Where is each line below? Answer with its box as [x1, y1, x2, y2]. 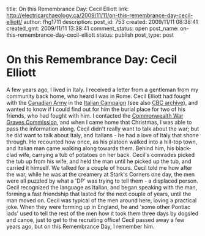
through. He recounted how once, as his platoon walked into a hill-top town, [6, 138, 198, 145]
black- [175, 144, 192, 152]
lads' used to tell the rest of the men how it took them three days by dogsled [6, 210, 199, 217]
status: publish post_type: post [96, 31, 174, 39]
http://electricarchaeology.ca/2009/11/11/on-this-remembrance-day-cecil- [6, 12, 193, 19]
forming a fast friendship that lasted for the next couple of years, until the [6, 190, 192, 197]
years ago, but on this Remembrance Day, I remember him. [6, 223, 155, 230]
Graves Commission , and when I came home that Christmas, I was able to [6, 118, 192, 126]
